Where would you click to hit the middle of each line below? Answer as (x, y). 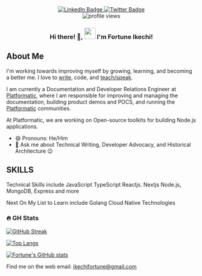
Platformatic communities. (39, 108)
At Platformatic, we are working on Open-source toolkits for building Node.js (101, 120)
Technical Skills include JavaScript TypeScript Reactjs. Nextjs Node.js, (94, 184)
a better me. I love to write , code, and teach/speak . (70, 77)
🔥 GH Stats (23, 218)
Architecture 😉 (34, 151)
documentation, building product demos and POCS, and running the (90, 101)
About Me (25, 56)
